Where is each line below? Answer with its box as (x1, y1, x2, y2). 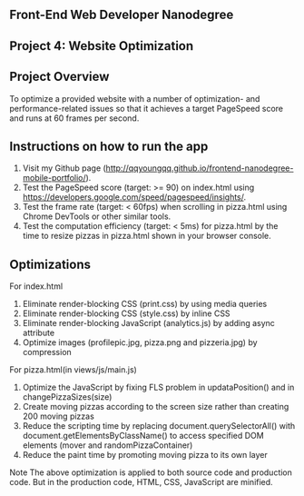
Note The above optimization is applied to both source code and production (9, 467, 293, 478)
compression (22, 347, 73, 358)
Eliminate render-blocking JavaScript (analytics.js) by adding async (22, 318, 275, 329)
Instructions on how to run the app (9, 138, 209, 154)
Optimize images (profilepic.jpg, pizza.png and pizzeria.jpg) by (22, 337, 258, 348)
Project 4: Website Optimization (9, 38, 194, 54)
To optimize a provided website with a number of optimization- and (9, 93, 260, 104)
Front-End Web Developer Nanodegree (9, 7, 234, 23)
